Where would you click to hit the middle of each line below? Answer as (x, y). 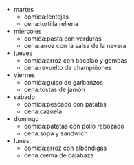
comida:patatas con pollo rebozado (74, 126)
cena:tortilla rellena (51, 24)
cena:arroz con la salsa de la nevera (75, 46)
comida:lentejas (46, 16)
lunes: (22, 141)
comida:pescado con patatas (65, 104)
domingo (26, 119)
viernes (24, 75)
